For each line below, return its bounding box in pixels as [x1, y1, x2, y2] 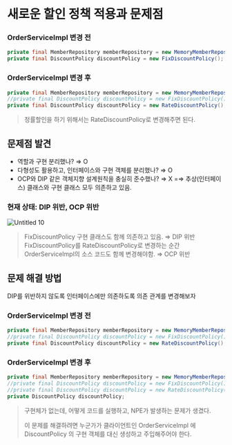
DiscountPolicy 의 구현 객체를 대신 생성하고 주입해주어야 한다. [23, 430, 192, 438]
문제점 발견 [7, 138, 52, 149]
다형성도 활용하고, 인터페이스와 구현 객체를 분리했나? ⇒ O [17, 165, 173, 174]
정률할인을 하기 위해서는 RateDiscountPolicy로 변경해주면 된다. [23, 116, 195, 124]
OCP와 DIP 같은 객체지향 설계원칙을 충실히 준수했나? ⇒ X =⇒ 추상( [17, 174, 200, 183]
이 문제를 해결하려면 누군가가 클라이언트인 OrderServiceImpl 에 [23, 421, 196, 429]
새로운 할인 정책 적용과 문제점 [7, 6, 164, 22]
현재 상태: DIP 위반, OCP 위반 [7, 202, 99, 212]
